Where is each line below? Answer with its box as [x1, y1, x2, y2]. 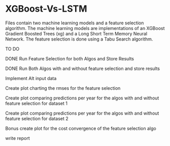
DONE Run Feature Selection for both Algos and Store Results [5, 55, 134, 61]
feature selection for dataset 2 [5, 115, 69, 122]
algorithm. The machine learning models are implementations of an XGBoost [5, 25, 165, 31]
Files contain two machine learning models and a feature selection [5, 20, 144, 26]
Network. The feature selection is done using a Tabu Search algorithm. [5, 36, 153, 42]
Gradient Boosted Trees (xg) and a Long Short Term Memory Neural [5, 30, 148, 36]
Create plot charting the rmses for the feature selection [5, 85, 121, 91]
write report [5, 135, 30, 141]
